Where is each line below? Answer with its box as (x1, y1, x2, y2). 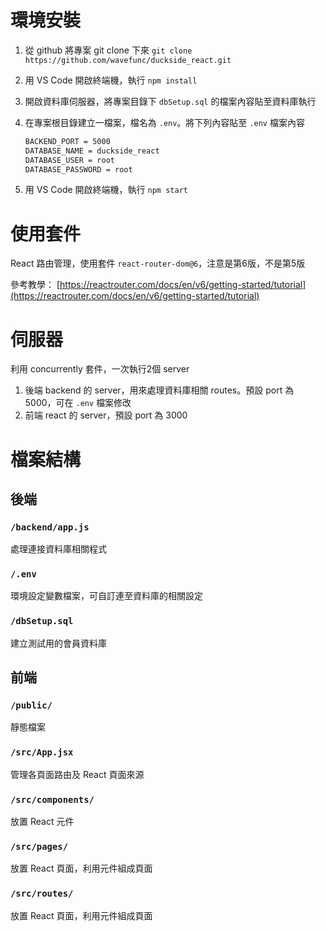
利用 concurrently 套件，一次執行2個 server (10, 363, 190, 375)
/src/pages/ (10, 841, 69, 852)
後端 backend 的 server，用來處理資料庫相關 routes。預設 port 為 (24, 384, 295, 396)
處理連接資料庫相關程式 (10, 543, 107, 555)
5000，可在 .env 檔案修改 (24, 397, 132, 409)
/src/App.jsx (10, 747, 74, 758)
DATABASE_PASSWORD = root (24, 164, 133, 175)
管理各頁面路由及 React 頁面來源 (10, 768, 145, 780)
